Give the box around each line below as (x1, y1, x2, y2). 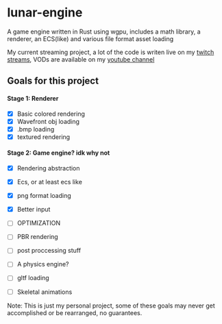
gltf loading (16, 274, 49, 282)
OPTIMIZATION (16, 219, 60, 227)
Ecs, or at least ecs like (16, 178, 82, 186)
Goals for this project (7, 75, 99, 87)
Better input (16, 205, 51, 214)
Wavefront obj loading (16, 117, 80, 125)
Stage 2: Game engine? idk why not (7, 149, 110, 157)
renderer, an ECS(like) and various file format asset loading (7, 34, 174, 42)
